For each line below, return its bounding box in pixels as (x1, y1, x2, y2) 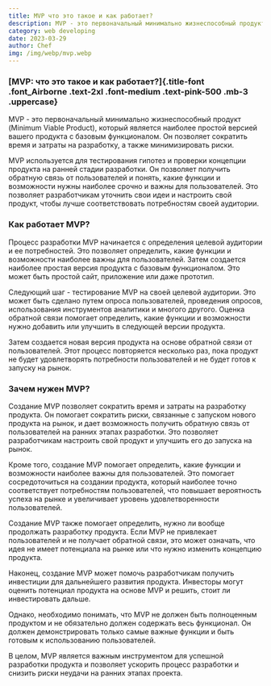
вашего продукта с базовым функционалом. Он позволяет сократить (8, 132, 248, 141)
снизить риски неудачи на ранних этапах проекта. (8, 667, 183, 678)
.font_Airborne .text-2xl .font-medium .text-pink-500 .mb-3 (8, 86, 248, 97)
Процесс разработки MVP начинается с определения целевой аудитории (8, 237, 263, 247)
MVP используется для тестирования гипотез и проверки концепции (8, 156, 246, 165)
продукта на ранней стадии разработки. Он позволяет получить (8, 165, 231, 174)
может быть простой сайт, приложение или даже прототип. (8, 271, 215, 281)
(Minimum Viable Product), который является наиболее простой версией (8, 123, 258, 133)
